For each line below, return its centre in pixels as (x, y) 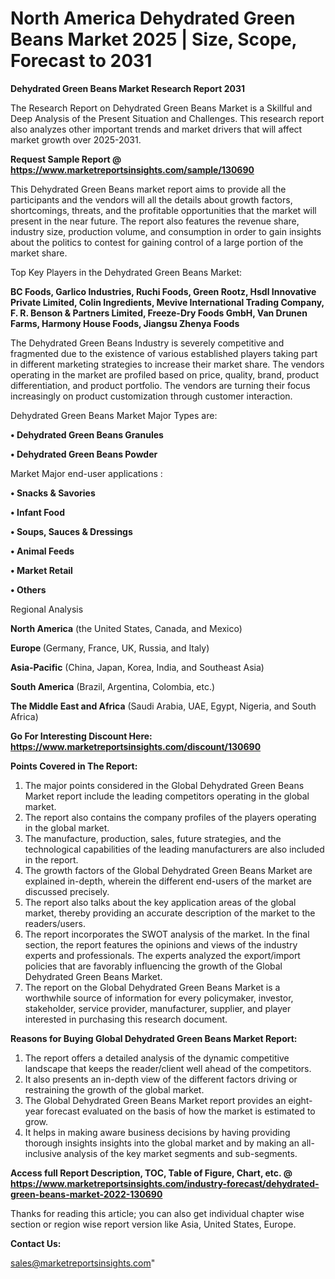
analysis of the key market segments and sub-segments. (180, 1153)
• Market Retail (41, 570)
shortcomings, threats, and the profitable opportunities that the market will (163, 210)
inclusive (43, 1153)
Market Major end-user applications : (86, 473)
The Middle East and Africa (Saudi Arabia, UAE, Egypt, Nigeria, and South (163, 706)
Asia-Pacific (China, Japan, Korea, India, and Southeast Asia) (137, 667)
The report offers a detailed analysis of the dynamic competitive (157, 1058)
